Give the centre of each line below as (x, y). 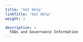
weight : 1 (15, 19)
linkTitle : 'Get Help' (28, 14)
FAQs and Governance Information (44, 32)
